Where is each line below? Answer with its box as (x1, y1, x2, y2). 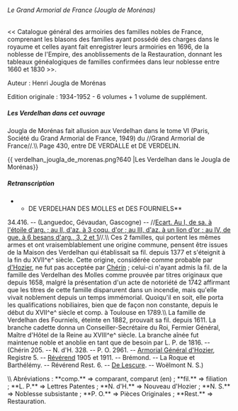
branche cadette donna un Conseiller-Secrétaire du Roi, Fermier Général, (7, 323, 221, 332)
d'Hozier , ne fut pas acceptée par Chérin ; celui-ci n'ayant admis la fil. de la (7, 263, 228, 272)
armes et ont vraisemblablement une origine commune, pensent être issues (7, 241, 228, 249)
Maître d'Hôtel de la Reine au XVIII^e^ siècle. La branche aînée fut (7, 331, 199, 340)
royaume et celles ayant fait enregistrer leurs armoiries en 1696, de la (7, 42, 210, 51)
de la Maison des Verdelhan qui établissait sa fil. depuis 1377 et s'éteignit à (7, 248, 225, 257)
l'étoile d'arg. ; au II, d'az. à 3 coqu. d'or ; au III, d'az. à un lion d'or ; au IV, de (7, 226, 231, 234)
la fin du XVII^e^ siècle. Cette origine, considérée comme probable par (7, 255, 213, 265)
